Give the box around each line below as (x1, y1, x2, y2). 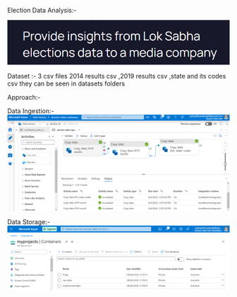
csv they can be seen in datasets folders (7, 79, 126, 88)
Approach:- (7, 93, 41, 102)
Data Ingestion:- (7, 107, 54, 115)
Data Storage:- (7, 218, 51, 226)
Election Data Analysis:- (7, 6, 77, 14)
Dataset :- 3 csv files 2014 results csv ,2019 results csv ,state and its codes (7, 72, 226, 81)
